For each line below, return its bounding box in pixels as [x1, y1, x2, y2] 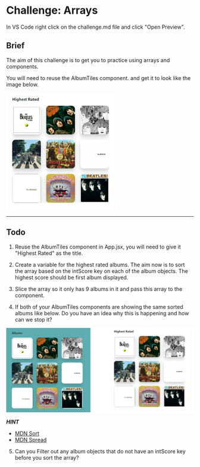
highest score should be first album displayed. [14, 274, 129, 281]
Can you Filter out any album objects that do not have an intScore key [14, 448, 186, 455]
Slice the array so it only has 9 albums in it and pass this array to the [14, 285, 183, 293]
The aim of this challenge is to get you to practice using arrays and [6, 56, 170, 63]
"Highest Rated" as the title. [14, 249, 83, 257]
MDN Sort [14, 430, 40, 437]
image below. [6, 81, 39, 88]
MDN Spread [14, 437, 47, 444]
